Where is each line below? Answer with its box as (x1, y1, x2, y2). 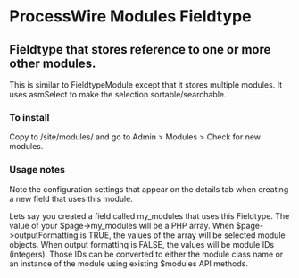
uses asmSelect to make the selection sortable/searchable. (9, 89, 227, 99)
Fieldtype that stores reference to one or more (9, 42, 271, 57)
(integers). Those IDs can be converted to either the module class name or (9, 249, 284, 259)
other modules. (9, 55, 96, 71)
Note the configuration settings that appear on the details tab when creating (9, 183, 289, 194)
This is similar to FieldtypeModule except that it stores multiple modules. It (9, 80, 283, 90)
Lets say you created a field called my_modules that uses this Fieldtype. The (9, 210, 290, 221)
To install (9, 111, 50, 123)
